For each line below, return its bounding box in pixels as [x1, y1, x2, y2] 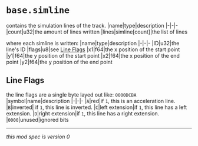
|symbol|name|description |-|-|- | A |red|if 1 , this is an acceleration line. [6, 97, 176, 104]
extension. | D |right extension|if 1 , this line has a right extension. [6, 109, 160, 117]
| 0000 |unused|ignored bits [6, 116, 69, 123]
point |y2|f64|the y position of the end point [6, 58, 113, 65]
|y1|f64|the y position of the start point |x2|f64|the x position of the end [6, 52, 180, 59]
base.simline [6, 5, 70, 16]
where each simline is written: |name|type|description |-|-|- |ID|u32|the [6, 39, 180, 47]
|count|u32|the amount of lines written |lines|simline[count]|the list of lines [6, 28, 187, 35]
